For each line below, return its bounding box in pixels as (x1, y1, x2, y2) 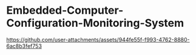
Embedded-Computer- (6, 4, 124, 17)
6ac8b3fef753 (6, 42, 42, 50)
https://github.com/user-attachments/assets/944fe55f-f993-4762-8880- (6, 36, 190, 43)
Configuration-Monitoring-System (6, 16, 184, 30)
